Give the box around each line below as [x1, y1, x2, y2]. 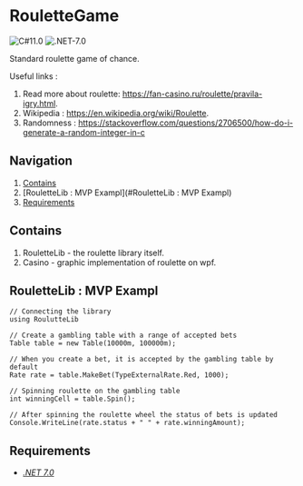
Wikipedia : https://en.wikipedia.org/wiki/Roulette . [22, 107, 210, 118]
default [9, 362, 39, 372]
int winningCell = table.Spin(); [9, 394, 136, 404]
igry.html [22, 97, 56, 109]
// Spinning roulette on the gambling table [9, 387, 181, 396]
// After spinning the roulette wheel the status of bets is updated [9, 411, 279, 420]
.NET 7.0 [22, 467, 54, 478]
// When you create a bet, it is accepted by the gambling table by [9, 355, 274, 364]
